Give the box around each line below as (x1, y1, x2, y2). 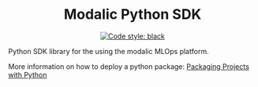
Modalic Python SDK (63, 5, 202, 24)
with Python (8, 70, 47, 79)
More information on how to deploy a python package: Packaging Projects (8, 61, 250, 71)
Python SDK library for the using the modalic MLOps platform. (8, 46, 209, 56)
